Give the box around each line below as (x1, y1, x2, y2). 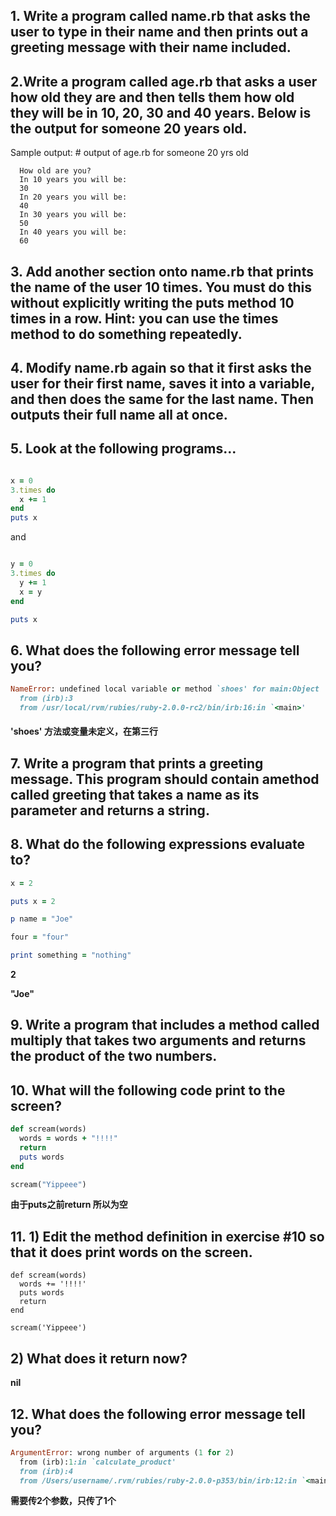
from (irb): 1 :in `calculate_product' (19, 1457, 177, 1467)
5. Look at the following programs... (10, 440, 237, 458)
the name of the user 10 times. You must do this (10, 279, 312, 296)
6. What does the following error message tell (10, 642, 300, 659)
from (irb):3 (19, 694, 74, 704)
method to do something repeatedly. (10, 325, 243, 343)
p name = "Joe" (10, 914, 74, 924)
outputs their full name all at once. (10, 406, 228, 423)
